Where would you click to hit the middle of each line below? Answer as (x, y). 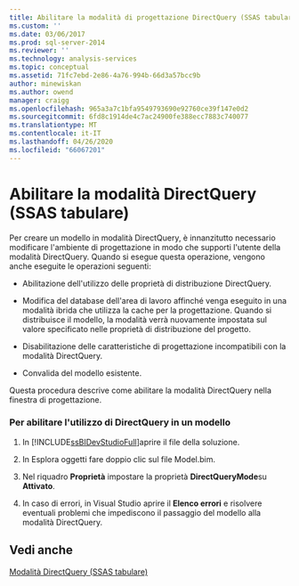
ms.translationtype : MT (53, 126)
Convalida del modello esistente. (82, 373)
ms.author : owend (41, 92)
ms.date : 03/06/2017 (48, 34)
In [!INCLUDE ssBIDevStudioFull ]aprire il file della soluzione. (131, 442)
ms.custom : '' (36, 26)
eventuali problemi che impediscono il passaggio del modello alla (141, 512)
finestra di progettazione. (56, 399)
